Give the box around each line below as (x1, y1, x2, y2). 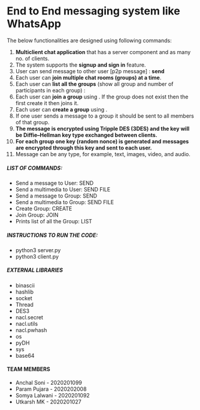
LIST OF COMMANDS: (7, 164, 63, 172)
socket (15, 294, 32, 301)
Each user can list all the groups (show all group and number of (15, 80, 174, 88)
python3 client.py (15, 253, 59, 260)
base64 (15, 352, 35, 359)
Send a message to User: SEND (15, 179, 94, 187)
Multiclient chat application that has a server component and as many (15, 48, 191, 55)
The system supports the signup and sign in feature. (15, 61, 146, 68)
